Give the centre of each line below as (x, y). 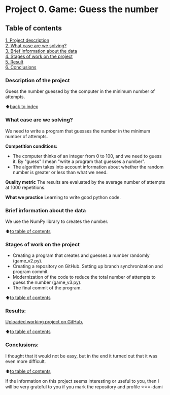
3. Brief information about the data (41, 51)
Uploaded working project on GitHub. (44, 322)
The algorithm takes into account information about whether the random (88, 167)
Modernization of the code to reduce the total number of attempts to (84, 277)
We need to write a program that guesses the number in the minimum (78, 131)
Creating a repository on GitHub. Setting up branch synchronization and (88, 266)
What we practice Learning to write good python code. (63, 197)
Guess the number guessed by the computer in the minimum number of (80, 91)
